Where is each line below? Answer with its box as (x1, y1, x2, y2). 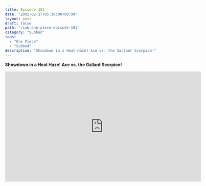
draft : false (5, 21, 32, 26)
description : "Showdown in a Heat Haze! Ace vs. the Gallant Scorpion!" (5, 48, 157, 53)
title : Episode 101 (5, 7, 45, 12)
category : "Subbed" (5, 30, 45, 35)
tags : (5, 35, 16, 40)
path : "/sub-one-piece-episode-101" (5, 25, 80, 30)
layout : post (5, 16, 32, 21)
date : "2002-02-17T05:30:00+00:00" (5, 12, 78, 17)
